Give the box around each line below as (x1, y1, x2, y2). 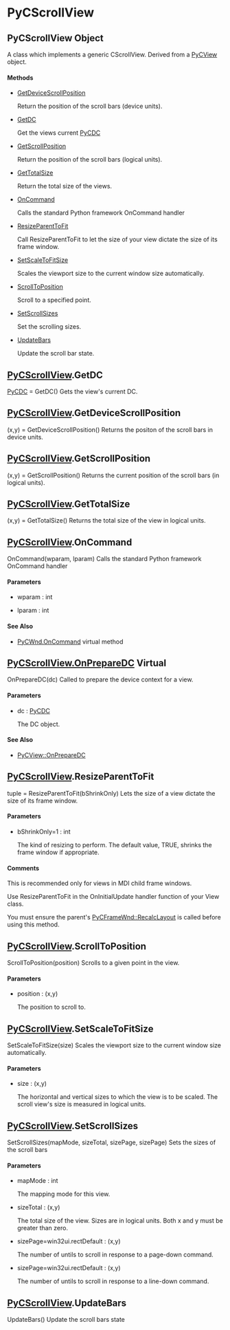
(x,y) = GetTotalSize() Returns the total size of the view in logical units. (7, 516, 206, 525)
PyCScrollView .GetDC (7, 369, 103, 381)
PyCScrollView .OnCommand (7, 536, 133, 548)
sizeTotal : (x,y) (16, 1203, 60, 1212)
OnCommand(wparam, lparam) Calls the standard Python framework (7, 555, 202, 563)
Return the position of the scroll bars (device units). (16, 102, 163, 111)
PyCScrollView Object (7, 32, 104, 44)
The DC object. (16, 720, 60, 728)
